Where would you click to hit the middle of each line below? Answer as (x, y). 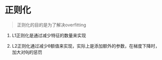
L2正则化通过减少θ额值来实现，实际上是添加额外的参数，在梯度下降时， (86, 46)
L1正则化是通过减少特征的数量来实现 (49, 35)
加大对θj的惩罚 (27, 52)
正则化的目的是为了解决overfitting (52, 25)
